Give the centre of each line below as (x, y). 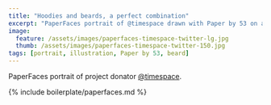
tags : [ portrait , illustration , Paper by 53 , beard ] (99, 53)
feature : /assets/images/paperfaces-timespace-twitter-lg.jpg (122, 38)
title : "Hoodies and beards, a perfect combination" (99, 16)
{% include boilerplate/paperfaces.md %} (78, 92)
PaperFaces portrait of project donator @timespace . (95, 76)
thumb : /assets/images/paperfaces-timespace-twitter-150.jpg (121, 46)
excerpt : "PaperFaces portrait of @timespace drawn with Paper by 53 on (133, 23)
